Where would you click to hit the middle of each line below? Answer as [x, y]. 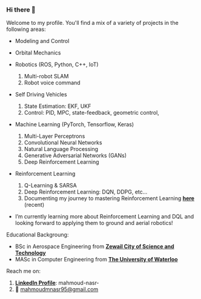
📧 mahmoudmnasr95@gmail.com [57, 289]
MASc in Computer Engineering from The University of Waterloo [96, 260]
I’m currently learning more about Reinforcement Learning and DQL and [104, 217]
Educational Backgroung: [38, 235]
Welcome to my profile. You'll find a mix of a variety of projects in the [92, 23]
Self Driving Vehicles [41, 95]
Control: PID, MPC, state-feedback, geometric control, [91, 113]
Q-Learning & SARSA [51, 186]
